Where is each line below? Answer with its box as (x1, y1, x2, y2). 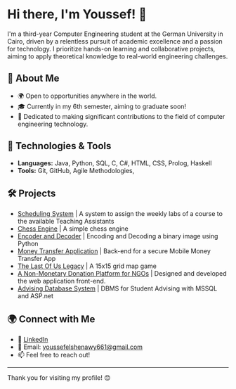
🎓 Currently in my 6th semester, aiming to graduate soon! (17, 102, 187, 110)
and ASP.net (17, 292, 54, 300)
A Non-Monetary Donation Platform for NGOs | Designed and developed (17, 269, 227, 278)
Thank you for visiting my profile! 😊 (7, 374, 111, 382)
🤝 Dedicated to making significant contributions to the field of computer (17, 112, 225, 120)
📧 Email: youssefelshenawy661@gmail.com (17, 343, 143, 351)
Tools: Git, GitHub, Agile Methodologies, (17, 166, 135, 174)
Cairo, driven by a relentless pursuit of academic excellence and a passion (7, 37, 223, 45)
